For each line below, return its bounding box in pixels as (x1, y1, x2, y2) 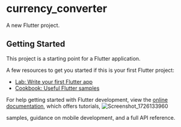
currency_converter (6, 2, 107, 16)
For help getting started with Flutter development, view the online (6, 96, 168, 103)
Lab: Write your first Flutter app (14, 78, 93, 85)
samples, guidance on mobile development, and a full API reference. (6, 114, 176, 121)
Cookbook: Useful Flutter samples (14, 84, 100, 92)
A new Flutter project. (6, 22, 60, 29)
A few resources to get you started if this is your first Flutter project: (6, 66, 174, 74)
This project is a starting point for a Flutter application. (6, 55, 141, 62)
